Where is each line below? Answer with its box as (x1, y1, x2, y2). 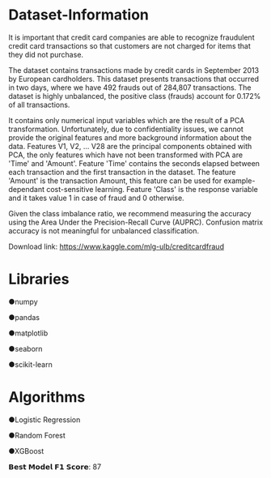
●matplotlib (8, 328, 49, 338)
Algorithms (8, 388, 86, 407)
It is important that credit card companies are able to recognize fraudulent (8, 32, 255, 42)
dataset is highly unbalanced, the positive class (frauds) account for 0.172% (8, 91, 261, 100)
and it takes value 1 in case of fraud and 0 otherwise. (8, 193, 184, 203)
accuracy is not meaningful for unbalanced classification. (8, 225, 200, 236)
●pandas (8, 312, 40, 322)
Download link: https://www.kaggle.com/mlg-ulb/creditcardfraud (8, 241, 225, 251)
